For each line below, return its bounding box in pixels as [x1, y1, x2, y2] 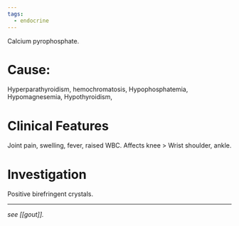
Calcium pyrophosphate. [7, 36, 80, 45]
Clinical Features [7, 118, 109, 134]
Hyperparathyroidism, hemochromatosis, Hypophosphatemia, [7, 85, 188, 93]
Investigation [7, 166, 87, 183]
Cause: [7, 61, 51, 78]
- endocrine [14, 17, 50, 24]
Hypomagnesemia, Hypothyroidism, [7, 93, 112, 101]
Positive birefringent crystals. [7, 190, 94, 198]
